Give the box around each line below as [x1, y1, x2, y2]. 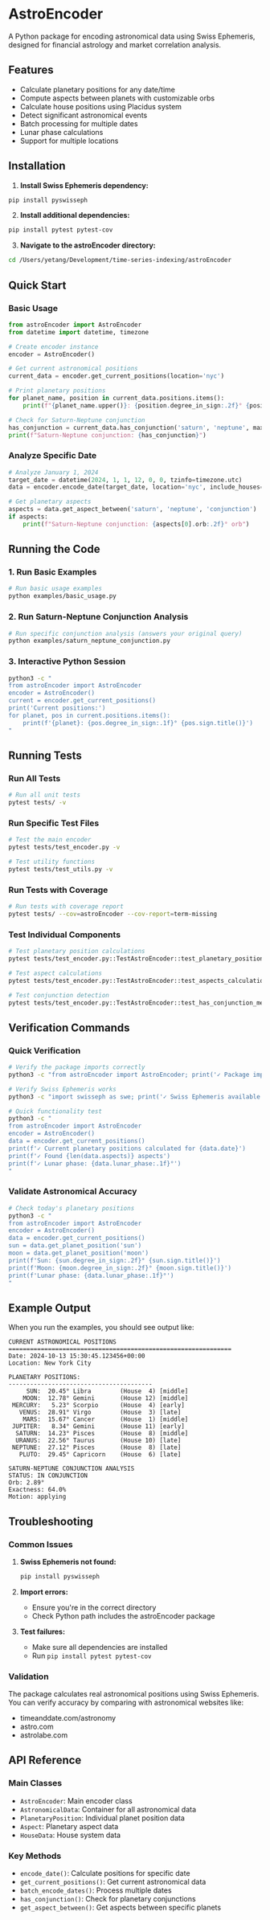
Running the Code [8, 542, 100, 556]
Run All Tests [8, 772, 61, 784]
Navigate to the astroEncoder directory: [19, 240, 157, 250]
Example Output [8, 1301, 91, 1315]
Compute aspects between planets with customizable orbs [19, 93, 215, 103]
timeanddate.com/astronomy [19, 1713, 117, 1723]
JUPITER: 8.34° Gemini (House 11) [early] [11, 1423, 185, 1431]
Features [8, 63, 54, 77]
